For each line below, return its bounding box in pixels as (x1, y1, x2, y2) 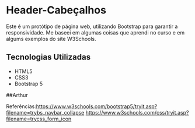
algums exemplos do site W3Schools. (6, 35, 96, 42)
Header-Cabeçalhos (6, 4, 107, 17)
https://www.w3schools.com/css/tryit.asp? (85, 109, 189, 116)
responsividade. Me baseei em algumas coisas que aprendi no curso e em (6, 29, 185, 36)
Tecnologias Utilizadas (6, 52, 91, 62)
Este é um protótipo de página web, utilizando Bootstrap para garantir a (6, 23, 178, 30)
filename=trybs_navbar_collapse (6, 109, 85, 116)
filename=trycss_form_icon (6, 115, 72, 122)
